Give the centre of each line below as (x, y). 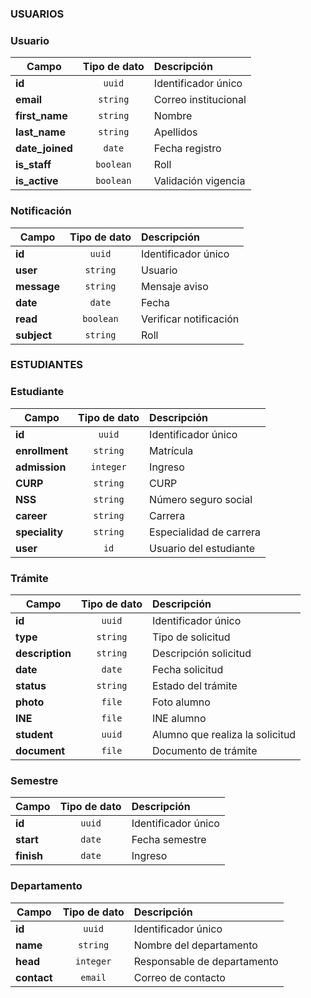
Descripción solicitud (201, 654)
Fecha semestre (169, 840)
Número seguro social (201, 499)
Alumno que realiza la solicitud (224, 735)
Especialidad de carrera (205, 532)
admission (41, 467)
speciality (39, 532)
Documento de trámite (204, 751)
